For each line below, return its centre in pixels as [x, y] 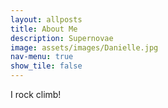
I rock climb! [36, 94]
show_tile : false [46, 66]
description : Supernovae [62, 38]
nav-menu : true [42, 57]
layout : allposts [46, 19]
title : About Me [44, 29]
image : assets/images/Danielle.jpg [84, 47]
